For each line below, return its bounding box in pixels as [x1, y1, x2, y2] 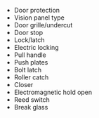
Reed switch [13, 96, 51, 104]
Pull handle [13, 51, 47, 59]
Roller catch [13, 73, 49, 81]
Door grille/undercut [13, 21, 73, 29]
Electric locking [13, 44, 59, 51]
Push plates [13, 58, 48, 66]
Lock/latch [13, 36, 45, 44]
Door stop [13, 28, 44, 37]
